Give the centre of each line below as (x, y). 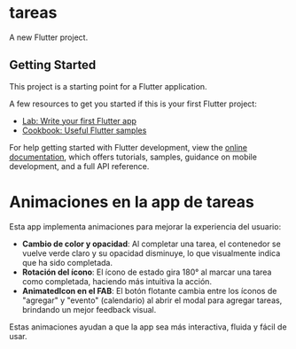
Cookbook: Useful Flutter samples (84, 130)
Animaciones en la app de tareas (132, 202)
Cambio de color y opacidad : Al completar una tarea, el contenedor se (151, 244)
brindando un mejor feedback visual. (89, 309)
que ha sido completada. (67, 262)
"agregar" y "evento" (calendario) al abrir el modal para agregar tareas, (152, 300)
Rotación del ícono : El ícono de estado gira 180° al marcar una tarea (147, 272)
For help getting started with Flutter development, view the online (129, 147)
